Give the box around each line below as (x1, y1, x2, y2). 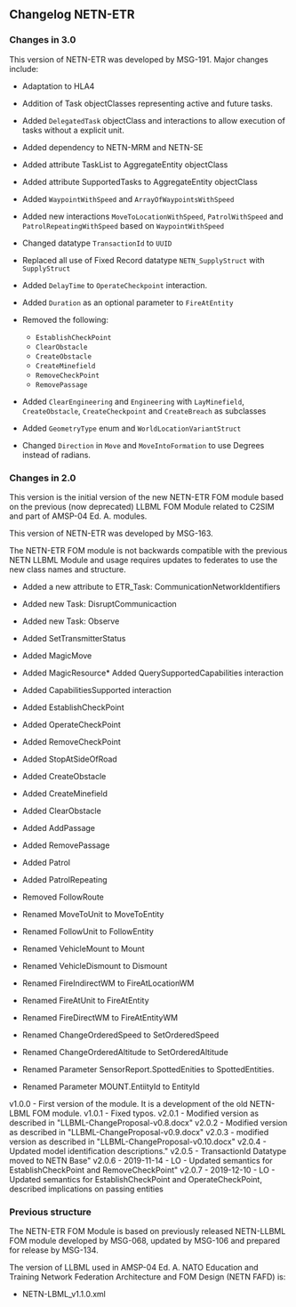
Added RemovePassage (21, 840, 110, 851)
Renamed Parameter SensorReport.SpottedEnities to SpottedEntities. (21, 1063, 275, 1075)
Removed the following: (21, 314, 109, 325)
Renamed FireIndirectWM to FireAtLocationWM (21, 978, 195, 988)
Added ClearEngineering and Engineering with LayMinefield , (21, 396, 244, 407)
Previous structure (9, 1206, 92, 1218)
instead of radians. (21, 449, 92, 460)
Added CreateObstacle (21, 770, 107, 781)
